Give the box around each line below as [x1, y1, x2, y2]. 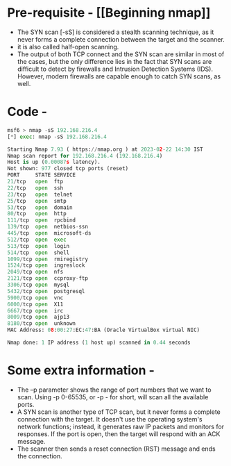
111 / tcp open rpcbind [7, 217, 76, 224]
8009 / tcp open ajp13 [7, 314, 70, 321]
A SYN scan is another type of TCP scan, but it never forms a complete [17, 408, 221, 416]
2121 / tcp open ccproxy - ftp [7, 275, 89, 282]
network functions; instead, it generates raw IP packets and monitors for [17, 422, 224, 431]
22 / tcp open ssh [7, 184, 64, 192]
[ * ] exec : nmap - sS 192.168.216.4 [7, 133, 108, 140]
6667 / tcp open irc [7, 307, 64, 314]
